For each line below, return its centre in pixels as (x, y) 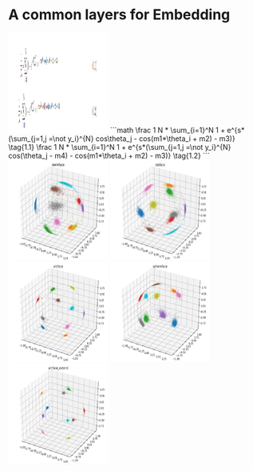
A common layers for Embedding (119, 15)
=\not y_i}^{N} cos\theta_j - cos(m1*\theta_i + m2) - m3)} (142, 139)
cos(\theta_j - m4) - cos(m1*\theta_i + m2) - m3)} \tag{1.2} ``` (109, 155)
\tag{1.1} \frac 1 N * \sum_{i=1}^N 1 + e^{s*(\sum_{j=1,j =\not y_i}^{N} (120, 147)
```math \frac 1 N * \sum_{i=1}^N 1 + (168, 130)
